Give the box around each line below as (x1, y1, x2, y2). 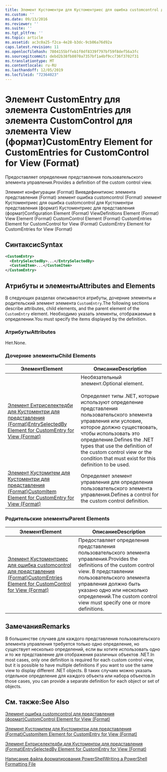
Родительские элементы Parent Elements (5, 515, 110, 522)
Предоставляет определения (78, 536, 149, 543)
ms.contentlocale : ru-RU (5, 63, 57, 68)
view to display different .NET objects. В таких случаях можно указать (5, 667, 152, 673)
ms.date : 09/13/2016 (5, 16, 48, 21)
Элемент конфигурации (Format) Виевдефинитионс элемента (5, 189, 136, 195)
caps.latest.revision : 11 (5, 44, 59, 49)
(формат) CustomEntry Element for (5, 136, 153, 148)
